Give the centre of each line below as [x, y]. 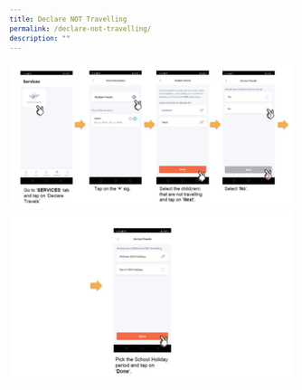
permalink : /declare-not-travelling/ [80, 29]
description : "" [40, 38]
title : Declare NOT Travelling [68, 19]
